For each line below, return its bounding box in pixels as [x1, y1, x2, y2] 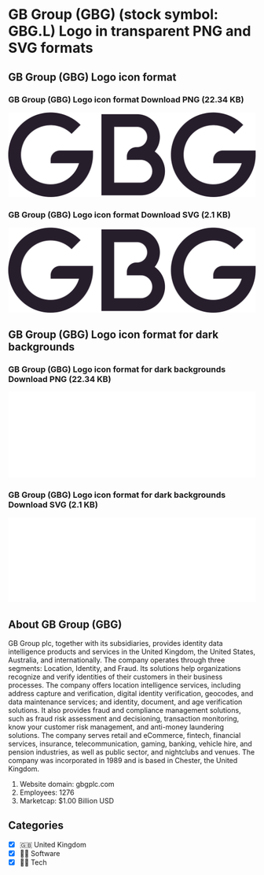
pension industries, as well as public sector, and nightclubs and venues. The [8, 747, 255, 757]
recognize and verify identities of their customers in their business [8, 672, 223, 682]
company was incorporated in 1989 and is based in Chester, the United [8, 756, 238, 766]
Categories [8, 819, 64, 832]
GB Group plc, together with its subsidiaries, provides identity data [8, 639, 223, 648]
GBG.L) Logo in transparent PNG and [8, 22, 251, 40]
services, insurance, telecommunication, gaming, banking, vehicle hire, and [8, 739, 253, 749]
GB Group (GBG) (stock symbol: [8, 6, 218, 24]
